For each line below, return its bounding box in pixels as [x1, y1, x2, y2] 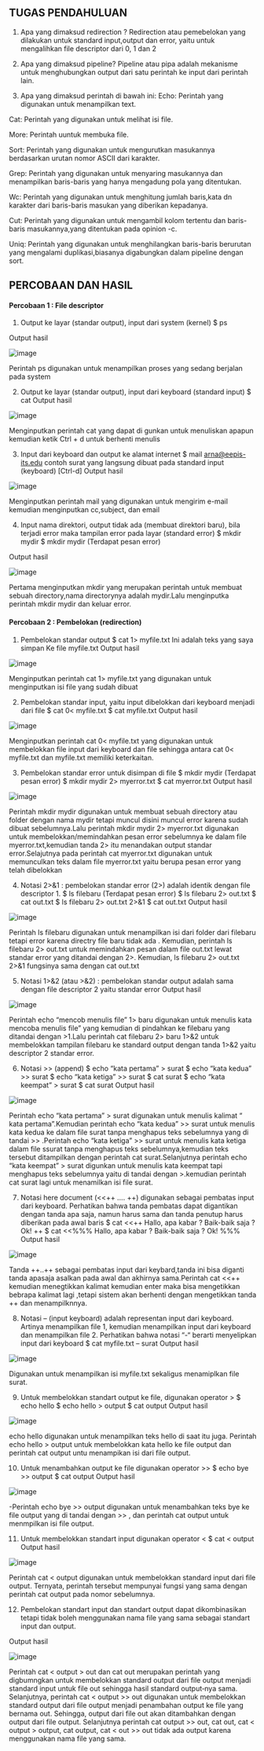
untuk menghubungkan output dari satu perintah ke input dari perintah [20, 67, 248, 77]
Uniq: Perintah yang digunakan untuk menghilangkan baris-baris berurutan [9, 239, 251, 248]
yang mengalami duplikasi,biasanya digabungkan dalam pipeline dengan [9, 247, 244, 257]
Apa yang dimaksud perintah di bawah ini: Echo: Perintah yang [20, 90, 224, 101]
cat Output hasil [20, 396, 72, 405]
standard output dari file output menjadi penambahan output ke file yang [9, 1700, 244, 1709]
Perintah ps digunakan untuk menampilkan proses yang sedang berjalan [9, 364, 243, 373]
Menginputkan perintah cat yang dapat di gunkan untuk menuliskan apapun [9, 426, 254, 435]
